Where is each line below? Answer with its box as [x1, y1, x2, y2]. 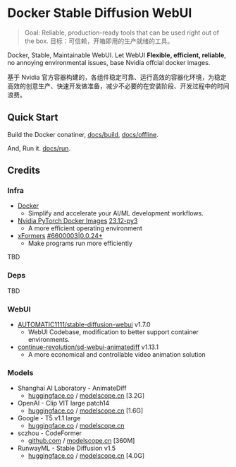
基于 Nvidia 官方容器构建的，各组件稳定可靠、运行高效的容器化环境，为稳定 [7, 73, 227, 81]
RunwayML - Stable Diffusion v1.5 [17, 444, 116, 453]
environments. [27, 336, 70, 344]
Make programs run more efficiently [27, 239, 132, 248]
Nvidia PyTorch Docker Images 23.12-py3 [17, 217, 138, 225]
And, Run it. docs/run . [7, 143, 71, 153]
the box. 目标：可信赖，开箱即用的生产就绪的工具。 [24, 37, 174, 45]
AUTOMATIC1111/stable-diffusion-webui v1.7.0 [17, 320, 151, 329]
